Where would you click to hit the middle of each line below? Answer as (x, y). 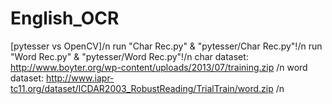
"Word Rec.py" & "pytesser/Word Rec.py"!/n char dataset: (129, 56)
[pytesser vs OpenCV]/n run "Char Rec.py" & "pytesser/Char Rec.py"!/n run (166, 46)
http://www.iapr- (80, 78)
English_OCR (65, 18)
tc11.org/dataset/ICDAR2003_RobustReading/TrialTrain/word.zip (142, 88)
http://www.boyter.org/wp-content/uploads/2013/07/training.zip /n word (159, 67)
